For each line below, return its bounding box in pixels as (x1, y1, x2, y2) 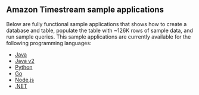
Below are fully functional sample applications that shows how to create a (6, 20, 187, 27)
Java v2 (14, 57, 35, 64)
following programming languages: (6, 39, 92, 46)
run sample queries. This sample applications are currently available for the (6, 33, 191, 40)
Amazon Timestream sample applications (6, 5, 164, 15)
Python (14, 64, 33, 71)
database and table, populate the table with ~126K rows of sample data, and (6, 27, 194, 34)
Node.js (14, 76, 35, 83)
